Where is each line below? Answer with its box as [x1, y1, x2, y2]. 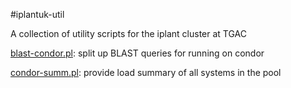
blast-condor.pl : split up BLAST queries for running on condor [10, 47, 265, 59]
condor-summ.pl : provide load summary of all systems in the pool [10, 67, 282, 78]
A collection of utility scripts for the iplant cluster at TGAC [10, 28, 247, 39]
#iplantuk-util [10, 9, 65, 20]
